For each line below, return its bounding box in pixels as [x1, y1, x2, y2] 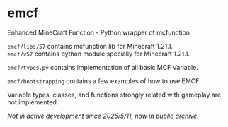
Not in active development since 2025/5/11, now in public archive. [7, 111, 200, 120]
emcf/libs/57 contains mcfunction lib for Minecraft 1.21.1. [7, 42, 173, 50]
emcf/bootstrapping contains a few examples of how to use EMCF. [7, 76, 201, 85]
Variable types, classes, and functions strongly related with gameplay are [7, 90, 222, 99]
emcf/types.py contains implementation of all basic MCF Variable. [7, 63, 198, 71]
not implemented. [7, 97, 59, 107]
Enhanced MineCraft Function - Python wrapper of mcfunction [7, 28, 190, 37]
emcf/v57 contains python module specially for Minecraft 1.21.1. [7, 49, 190, 58]
